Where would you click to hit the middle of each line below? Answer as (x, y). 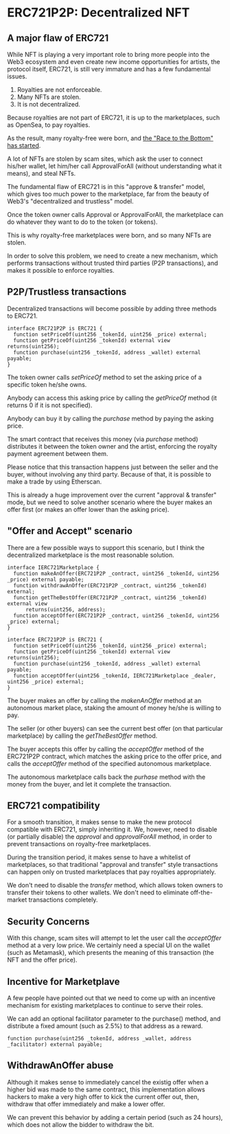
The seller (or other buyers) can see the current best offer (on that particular (115, 728)
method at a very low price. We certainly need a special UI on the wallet (109, 945)
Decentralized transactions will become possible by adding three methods (112, 308)
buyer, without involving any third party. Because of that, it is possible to (109, 474)
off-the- (201, 893)
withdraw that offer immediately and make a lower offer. (86, 1104)
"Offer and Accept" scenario (70, 531)
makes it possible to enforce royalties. (61, 270)
